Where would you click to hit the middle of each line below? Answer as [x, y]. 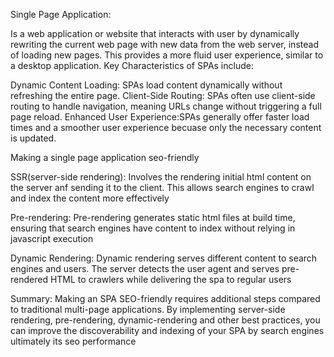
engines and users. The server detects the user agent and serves [145, 268]
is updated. [33, 138]
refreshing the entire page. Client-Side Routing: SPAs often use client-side [163, 95]
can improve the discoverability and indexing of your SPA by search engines [167, 330]
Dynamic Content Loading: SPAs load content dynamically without [146, 85]
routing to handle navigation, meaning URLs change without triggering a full [166, 106]
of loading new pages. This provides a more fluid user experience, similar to [167, 55]
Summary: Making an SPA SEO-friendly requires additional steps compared [165, 298]
